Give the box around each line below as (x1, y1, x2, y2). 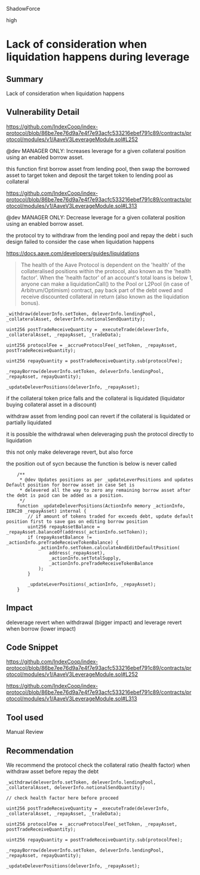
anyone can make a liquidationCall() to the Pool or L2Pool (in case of (20, 280, 190, 287)
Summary (6, 74, 44, 84)
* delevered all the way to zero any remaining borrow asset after (19, 487, 191, 493)
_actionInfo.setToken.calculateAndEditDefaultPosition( (38, 544, 180, 550)
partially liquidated (6, 418, 52, 426)
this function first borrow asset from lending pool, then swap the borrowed (6, 165, 190, 172)
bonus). (20, 299, 40, 307)
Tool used (6, 712, 44, 723)
